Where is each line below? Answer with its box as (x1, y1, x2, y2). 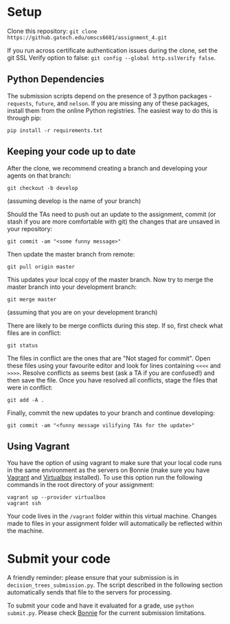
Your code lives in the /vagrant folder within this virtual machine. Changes (7, 512, 218, 520)
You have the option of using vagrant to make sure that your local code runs (7, 459, 222, 467)
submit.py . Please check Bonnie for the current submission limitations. (7, 609, 206, 617)
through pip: (7, 114, 42, 122)
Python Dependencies (7, 74, 104, 85)
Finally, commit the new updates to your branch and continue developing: (7, 409, 215, 417)
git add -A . (7, 396, 45, 403)
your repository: (7, 224, 53, 233)
